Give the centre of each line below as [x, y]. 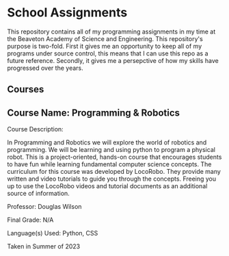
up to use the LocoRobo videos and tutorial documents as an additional [107, 186]
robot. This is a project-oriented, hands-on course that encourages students [114, 157]
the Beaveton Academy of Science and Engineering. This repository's [105, 38]
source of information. [38, 194]
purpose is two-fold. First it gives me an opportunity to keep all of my [105, 46]
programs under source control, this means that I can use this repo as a [108, 53]
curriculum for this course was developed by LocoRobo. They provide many [114, 172]
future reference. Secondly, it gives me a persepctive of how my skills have [113, 60]
